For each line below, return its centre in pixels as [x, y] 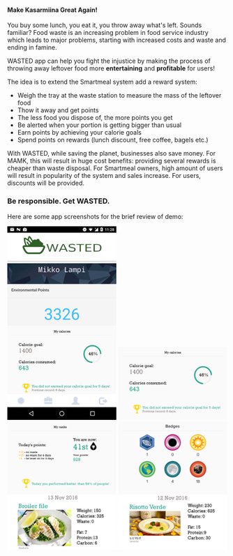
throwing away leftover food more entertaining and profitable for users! [111, 68]
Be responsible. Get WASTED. [59, 201]
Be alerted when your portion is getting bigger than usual [99, 125]
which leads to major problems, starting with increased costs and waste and [117, 40]
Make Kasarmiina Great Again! [52, 10]
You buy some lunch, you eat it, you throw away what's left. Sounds [105, 25]
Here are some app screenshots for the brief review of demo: [95, 216]
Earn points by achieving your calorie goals [79, 133]
